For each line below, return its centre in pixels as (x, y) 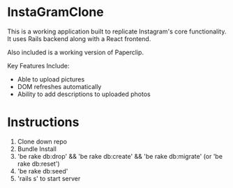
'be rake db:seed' (43, 171)
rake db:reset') (39, 164)
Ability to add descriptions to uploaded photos (84, 94)
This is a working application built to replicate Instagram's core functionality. (117, 31)
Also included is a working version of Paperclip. (76, 52)
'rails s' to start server (49, 178)
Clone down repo (42, 141)
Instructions (43, 122)
